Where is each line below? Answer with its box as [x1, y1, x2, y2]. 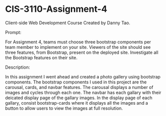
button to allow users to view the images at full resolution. [5, 105, 123, 111]
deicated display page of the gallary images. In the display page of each [5, 95, 153, 101]
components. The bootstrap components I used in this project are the [5, 79, 147, 85]
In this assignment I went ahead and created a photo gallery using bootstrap [5, 74, 161, 79]
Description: [5, 64, 30, 70]
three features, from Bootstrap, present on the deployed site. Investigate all [5, 49, 159, 55]
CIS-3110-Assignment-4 [5, 3, 108, 15]
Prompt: [5, 29, 21, 35]
